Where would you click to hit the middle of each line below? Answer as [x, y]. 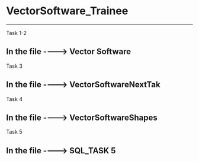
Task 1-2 [17, 33]
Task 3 [14, 66]
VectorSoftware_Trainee [67, 11]
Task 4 [14, 99]
